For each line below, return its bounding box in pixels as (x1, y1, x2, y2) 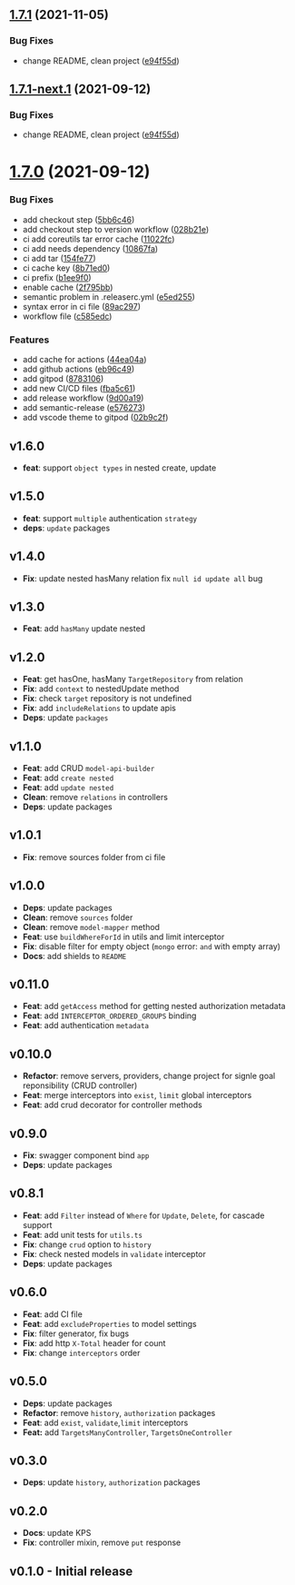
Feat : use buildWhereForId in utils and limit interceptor (22, 931, 225, 942)
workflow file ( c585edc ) (22, 311, 113, 322)
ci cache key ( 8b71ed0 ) (22, 263, 111, 273)
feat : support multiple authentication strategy (22, 512, 198, 523)
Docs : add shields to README (22, 950, 127, 961)
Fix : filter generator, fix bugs (22, 1328, 130, 1339)
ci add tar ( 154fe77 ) (22, 253, 97, 263)
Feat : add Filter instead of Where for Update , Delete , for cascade (22, 1210, 265, 1221)
